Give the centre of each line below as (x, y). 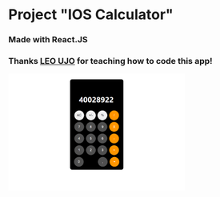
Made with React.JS (48, 40)
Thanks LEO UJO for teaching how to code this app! (111, 61)
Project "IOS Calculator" (91, 15)
